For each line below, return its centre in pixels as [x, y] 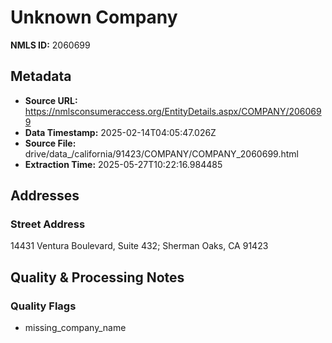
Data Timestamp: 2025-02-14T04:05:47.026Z [120, 132]
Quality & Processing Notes [97, 277]
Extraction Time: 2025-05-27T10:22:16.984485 [123, 164]
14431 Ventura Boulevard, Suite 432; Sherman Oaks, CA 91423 [139, 246]
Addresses [45, 196]
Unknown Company [94, 17]
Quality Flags [43, 306]
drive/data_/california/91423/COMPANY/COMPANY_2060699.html [161, 153]
